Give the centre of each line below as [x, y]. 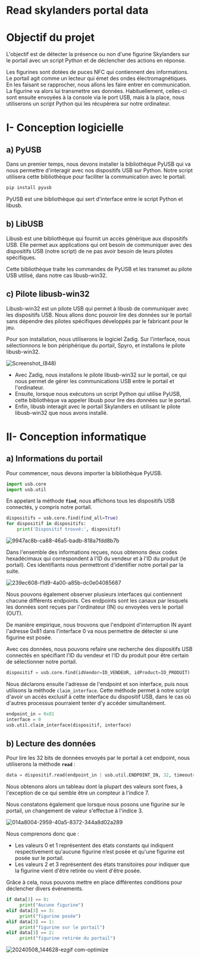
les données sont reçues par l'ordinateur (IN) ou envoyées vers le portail [95, 607]
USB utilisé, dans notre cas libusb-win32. [57, 275]
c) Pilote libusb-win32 [48, 294]
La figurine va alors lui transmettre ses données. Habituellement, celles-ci [97, 91]
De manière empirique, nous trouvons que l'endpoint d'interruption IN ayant [99, 625]
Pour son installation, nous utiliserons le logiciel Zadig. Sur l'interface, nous [98, 339]
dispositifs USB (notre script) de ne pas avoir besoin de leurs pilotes [90, 251]
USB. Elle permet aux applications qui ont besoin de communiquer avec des [99, 244]
